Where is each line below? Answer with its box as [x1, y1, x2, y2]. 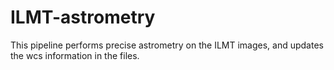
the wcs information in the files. [10, 49, 140, 61]
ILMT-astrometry [10, 6, 156, 29]
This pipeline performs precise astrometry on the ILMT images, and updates [10, 39, 324, 51]
